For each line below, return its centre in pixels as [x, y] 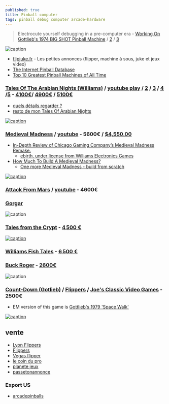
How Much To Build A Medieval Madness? [57, 161]
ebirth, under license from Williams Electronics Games [77, 156]
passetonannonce [31, 372]
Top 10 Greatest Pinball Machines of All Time [59, 75]
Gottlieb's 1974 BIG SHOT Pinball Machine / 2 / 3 [68, 39]
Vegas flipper [27, 355]
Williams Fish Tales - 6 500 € [41, 252]
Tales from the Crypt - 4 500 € [43, 227]
